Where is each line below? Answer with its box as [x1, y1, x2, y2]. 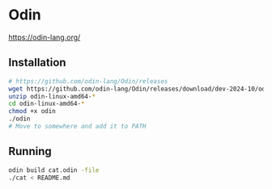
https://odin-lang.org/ [8, 32, 81, 42]
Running [8, 145, 53, 158]
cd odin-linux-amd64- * [8, 99, 85, 108]
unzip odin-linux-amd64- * [8, 92, 96, 100]
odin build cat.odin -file [8, 166, 100, 174]
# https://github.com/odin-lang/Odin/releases [8, 77, 168, 86]
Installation [8, 56, 66, 69]
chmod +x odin [8, 107, 57, 115]
